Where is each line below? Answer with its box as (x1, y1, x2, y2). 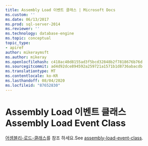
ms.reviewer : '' (5, 26, 40, 31)
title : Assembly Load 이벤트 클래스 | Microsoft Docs (5, 7, 116, 13)
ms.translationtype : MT (5, 69, 56, 74)
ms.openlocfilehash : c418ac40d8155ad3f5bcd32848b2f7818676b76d (5, 59, 143, 64)
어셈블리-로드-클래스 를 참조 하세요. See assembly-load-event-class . (5, 135, 143, 141)
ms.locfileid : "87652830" (5, 83, 60, 88)
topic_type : (5, 41, 31, 46)
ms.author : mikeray (5, 54, 47, 60)
